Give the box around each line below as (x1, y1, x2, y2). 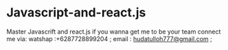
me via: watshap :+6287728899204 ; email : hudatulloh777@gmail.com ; (6, 34, 212, 42)
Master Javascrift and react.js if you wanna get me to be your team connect (6, 27, 221, 36)
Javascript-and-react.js (6, 5, 146, 21)
